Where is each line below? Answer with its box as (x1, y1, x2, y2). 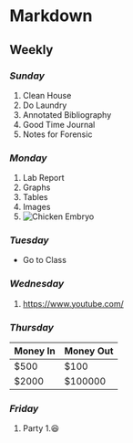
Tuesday (9, 234, 49, 247)
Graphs (22, 182, 51, 193)
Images (22, 202, 51, 213)
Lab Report (22, 173, 66, 184)
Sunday (9, 69, 46, 82)
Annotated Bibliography (22, 109, 112, 120)
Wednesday (9, 278, 65, 290)
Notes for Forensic (22, 129, 93, 140)
